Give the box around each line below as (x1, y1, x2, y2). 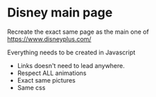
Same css (17, 83, 46, 91)
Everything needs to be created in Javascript (7, 48, 136, 56)
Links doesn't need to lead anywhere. (17, 61, 125, 69)
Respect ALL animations (17, 69, 87, 77)
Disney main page (7, 5, 113, 21)
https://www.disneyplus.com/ (7, 34, 92, 43)
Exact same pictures (17, 76, 76, 84)
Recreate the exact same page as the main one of (7, 28, 149, 36)
